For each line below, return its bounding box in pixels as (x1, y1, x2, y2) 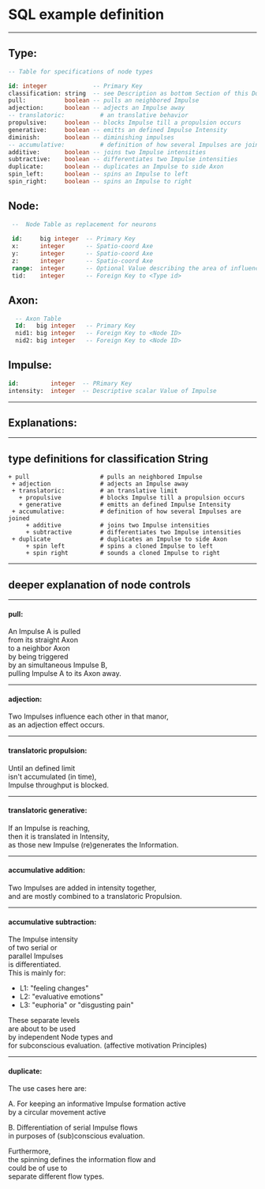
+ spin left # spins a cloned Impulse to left (25, 542, 214, 550)
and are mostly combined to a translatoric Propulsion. (8, 892, 182, 901)
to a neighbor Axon (8, 644, 71, 653)
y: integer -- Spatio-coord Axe (11, 250, 154, 258)
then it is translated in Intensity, (8, 832, 110, 841)
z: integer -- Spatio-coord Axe (11, 257, 154, 266)
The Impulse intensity (8, 934, 79, 944)
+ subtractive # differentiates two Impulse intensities (25, 528, 242, 537)
